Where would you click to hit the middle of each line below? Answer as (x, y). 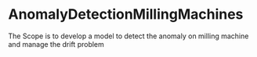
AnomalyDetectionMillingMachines (126, 14)
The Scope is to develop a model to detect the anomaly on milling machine (128, 36)
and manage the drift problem (56, 44)
